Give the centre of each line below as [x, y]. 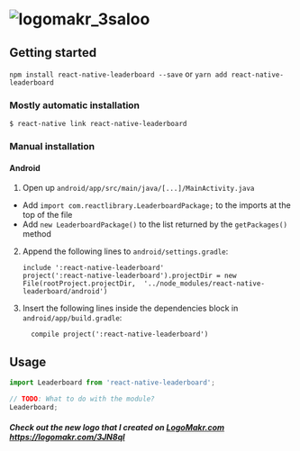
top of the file [47, 215]
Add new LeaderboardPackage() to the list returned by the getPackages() [155, 224]
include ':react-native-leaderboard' [93, 268]
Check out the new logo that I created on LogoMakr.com [117, 428]
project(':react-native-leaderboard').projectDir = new [129, 276]
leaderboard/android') [65, 292]
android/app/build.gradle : [72, 318]
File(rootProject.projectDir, [79, 284]
